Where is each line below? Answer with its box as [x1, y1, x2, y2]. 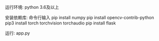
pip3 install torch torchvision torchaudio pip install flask [5, 20, 116, 26]
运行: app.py [5, 30, 30, 36]
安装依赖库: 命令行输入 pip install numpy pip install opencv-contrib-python [5, 15, 155, 20]
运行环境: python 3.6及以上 [5, 4, 60, 10]
